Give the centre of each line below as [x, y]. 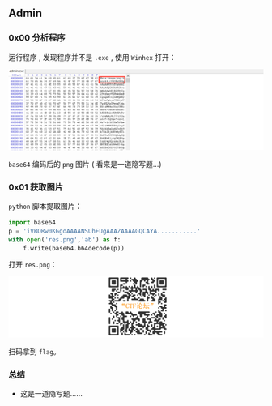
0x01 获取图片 [36, 187]
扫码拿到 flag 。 [34, 352]
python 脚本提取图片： [45, 206]
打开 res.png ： [33, 265]
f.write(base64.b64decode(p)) [74, 248]
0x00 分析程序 [37, 38]
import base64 [32, 222]
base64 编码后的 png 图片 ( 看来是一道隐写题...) [85, 164]
